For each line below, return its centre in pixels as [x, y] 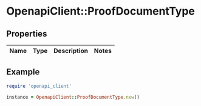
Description [71, 51]
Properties [27, 34]
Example [23, 72]
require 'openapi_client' [39, 86]
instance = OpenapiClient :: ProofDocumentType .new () [73, 97]
